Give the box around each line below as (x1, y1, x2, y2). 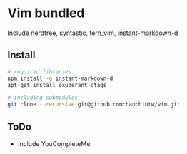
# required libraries (7, 68, 72, 76)
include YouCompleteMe (17, 139, 91, 148)
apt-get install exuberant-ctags (7, 81, 107, 88)
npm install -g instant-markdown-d (7, 75, 113, 82)
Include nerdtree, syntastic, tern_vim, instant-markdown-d (7, 29, 178, 37)
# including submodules (7, 94, 79, 101)
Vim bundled (7, 5, 85, 21)
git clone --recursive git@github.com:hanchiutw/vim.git (7, 101, 181, 108)
